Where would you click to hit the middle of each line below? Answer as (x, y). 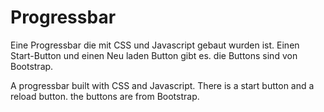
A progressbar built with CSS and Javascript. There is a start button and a (162, 85)
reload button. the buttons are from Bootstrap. (105, 96)
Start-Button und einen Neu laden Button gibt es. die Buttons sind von (154, 55)
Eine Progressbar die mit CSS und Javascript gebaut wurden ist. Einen (155, 45)
